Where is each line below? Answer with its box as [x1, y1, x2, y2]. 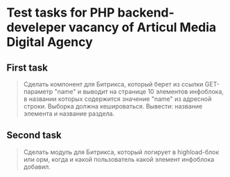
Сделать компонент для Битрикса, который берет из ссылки [23, 80, 204, 88]
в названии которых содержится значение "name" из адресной [23, 95, 212, 103]
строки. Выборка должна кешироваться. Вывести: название [23, 102, 202, 110]
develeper [6, 19, 67, 35]
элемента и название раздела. [23, 109, 115, 118]
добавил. [23, 162, 51, 171]
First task [6, 62, 48, 73]
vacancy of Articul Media [68, 19, 217, 35]
